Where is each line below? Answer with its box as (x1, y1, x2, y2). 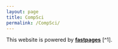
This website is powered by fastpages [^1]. (6, 36, 113, 44)
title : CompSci (6, 14, 44, 20)
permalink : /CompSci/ (6, 20, 60, 26)
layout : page (6, 8, 39, 15)
